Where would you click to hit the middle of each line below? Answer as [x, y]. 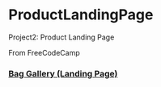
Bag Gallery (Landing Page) [63, 73]
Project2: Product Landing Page [61, 37]
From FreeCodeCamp [44, 52]
